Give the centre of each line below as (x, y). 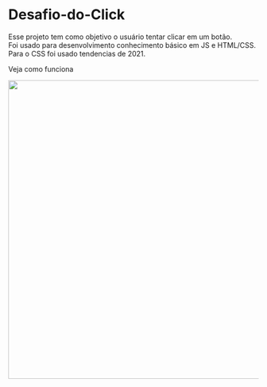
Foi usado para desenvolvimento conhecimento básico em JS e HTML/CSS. (132, 45)
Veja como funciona (41, 68)
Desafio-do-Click (67, 15)
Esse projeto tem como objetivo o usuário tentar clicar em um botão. (120, 37)
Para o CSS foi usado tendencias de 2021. (77, 53)
